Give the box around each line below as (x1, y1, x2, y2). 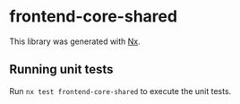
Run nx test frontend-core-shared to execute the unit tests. (9, 85, 232, 96)
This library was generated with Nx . (9, 36, 141, 47)
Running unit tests (9, 62, 114, 77)
